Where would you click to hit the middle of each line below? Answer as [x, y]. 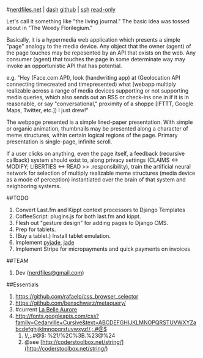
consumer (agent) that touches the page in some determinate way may [96, 59]
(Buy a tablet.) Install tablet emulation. [63, 236]
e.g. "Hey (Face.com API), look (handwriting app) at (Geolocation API [93, 78]
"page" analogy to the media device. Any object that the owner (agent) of [99, 46]
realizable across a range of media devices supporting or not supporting [98, 91]
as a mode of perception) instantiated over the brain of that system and [96, 180]
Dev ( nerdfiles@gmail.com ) [50, 272]
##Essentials [22, 284]
